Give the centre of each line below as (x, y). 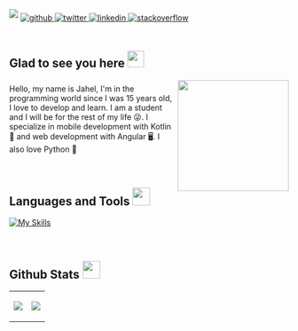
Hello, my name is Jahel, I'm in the (72, 89)
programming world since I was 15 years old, (91, 99)
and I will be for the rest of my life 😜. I (79, 117)
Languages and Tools (70, 201)
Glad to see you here (67, 63)
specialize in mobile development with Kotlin (90, 127)
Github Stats (44, 274)
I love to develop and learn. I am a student (86, 108)
